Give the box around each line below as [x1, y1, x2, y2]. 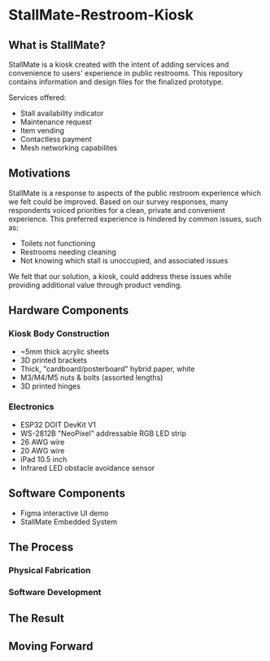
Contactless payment [20, 134, 92, 144]
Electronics [8, 401, 54, 412]
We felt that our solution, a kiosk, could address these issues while [8, 271, 232, 281]
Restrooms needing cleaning [20, 246, 116, 257]
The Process [8, 541, 74, 554]
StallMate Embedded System [20, 516, 118, 526]
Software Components [8, 486, 126, 501]
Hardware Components [8, 303, 129, 318]
